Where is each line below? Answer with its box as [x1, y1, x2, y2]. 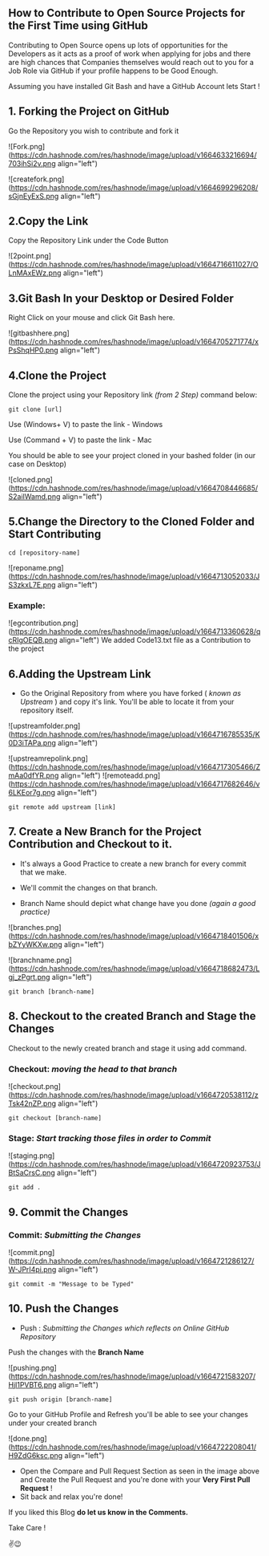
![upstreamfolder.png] [8, 721, 81, 730]
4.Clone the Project [8, 368, 106, 382]
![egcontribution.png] [8, 618, 78, 628]
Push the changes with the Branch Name [8, 1347, 144, 1357]
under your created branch [8, 1418, 98, 1428]
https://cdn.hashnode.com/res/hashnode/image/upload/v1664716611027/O [10, 260, 259, 270]
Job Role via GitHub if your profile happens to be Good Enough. [8, 66, 219, 75]
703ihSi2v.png [8, 158, 56, 168]
